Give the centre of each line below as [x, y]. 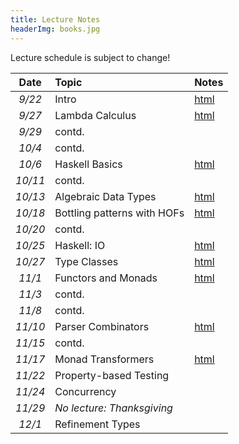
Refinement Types [97, 424]
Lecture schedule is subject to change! [90, 57]
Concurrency [85, 391]
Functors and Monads [106, 278]
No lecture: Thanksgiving [113, 408]
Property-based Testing [112, 375]
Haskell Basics [88, 164]
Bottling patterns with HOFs [119, 213]
